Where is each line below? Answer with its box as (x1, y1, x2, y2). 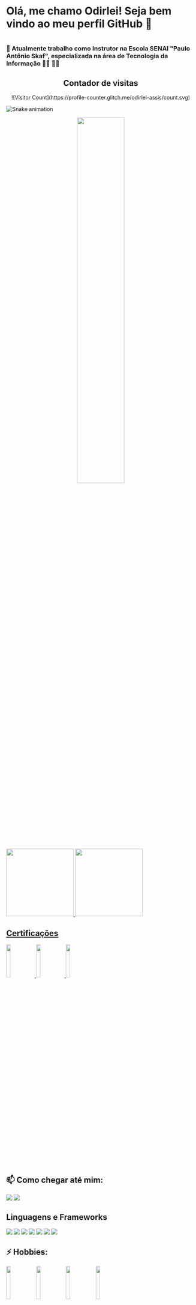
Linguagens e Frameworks (6, 1212, 108, 1222)
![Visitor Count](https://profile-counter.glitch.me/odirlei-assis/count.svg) (11, 94, 191, 101)
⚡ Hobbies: (6, 1247, 48, 1258)
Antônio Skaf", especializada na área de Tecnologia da (6, 52, 168, 61)
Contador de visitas (63, 78, 138, 88)
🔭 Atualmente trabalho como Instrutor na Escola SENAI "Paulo (6, 44, 191, 53)
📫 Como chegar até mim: (6, 1175, 104, 1186)
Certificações (6, 928, 59, 938)
